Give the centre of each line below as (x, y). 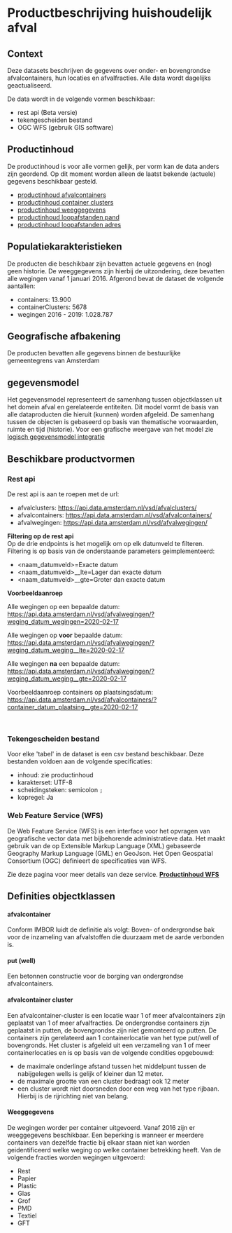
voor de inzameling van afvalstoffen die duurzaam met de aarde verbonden (116, 937)
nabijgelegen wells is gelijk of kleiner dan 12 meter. (90, 1073)
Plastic (27, 1185)
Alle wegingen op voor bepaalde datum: (65, 635)
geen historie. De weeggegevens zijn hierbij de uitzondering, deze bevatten (116, 271)
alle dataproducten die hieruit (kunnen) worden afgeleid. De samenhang (111, 414)
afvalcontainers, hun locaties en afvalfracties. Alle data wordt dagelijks (109, 78)
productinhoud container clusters (65, 202)
